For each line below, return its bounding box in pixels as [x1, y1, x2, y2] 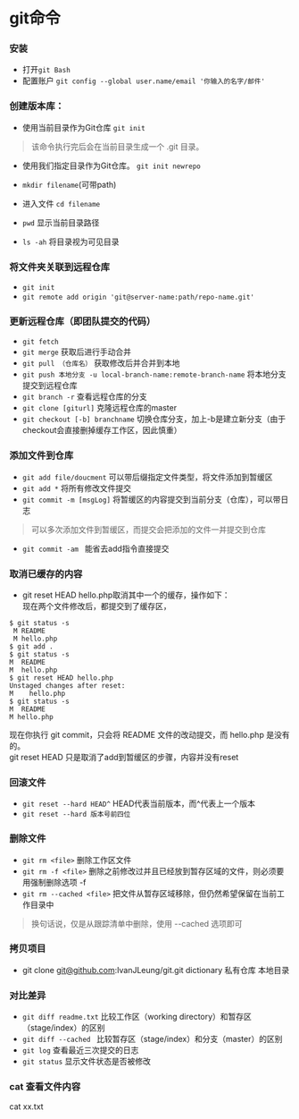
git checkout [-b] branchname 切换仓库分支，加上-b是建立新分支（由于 [21, 413, 287, 425]
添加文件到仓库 [9, 449, 74, 462]
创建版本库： [9, 100, 65, 113]
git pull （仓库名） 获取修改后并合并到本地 [21, 358, 180, 369]
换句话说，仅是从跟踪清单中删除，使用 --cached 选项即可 [30, 918, 243, 928]
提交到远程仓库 [21, 380, 78, 391]
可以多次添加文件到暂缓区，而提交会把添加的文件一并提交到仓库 [30, 524, 266, 535]
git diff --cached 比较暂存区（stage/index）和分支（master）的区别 [21, 1034, 283, 1045]
